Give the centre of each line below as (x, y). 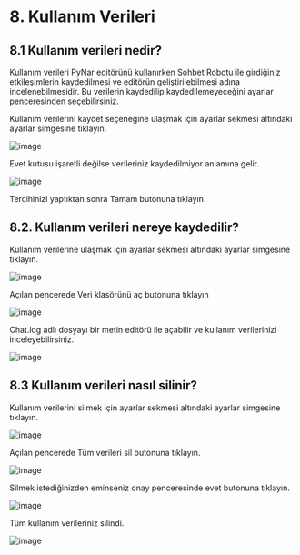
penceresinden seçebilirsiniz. (65, 101)
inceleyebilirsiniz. (42, 339)
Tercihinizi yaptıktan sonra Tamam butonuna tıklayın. (108, 199)
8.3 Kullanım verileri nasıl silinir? (104, 385)
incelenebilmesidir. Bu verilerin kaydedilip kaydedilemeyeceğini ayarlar (142, 91)
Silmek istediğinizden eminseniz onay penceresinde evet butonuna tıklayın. (150, 488)
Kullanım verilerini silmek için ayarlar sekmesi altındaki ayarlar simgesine (145, 408)
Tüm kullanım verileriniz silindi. (67, 523)
